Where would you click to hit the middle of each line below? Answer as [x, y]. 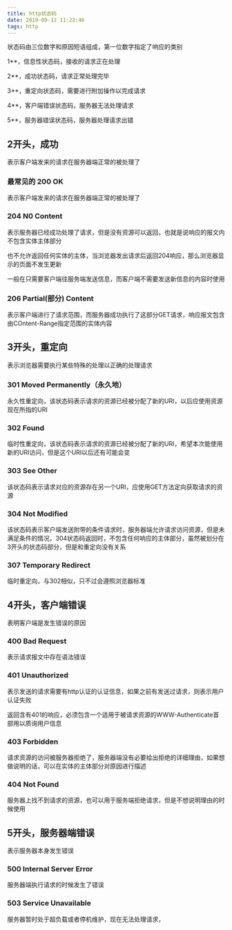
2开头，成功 [33, 144]
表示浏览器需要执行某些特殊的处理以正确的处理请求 [80, 365]
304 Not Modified [38, 514]
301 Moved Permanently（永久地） [67, 385]
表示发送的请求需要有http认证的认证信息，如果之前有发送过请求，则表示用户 [116, 691]
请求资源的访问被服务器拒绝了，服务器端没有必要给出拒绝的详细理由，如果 [113, 757]
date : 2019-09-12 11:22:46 [46, 20]
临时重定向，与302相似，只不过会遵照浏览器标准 [77, 581]
